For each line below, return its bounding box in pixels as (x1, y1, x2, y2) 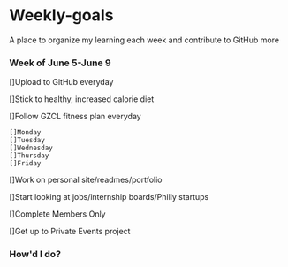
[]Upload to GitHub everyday (9, 77, 114, 88)
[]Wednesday (9, 143, 53, 153)
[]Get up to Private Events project (9, 226, 131, 237)
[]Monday (9, 128, 42, 137)
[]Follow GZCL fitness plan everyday (9, 111, 141, 122)
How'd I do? (9, 248, 62, 261)
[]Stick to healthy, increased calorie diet (9, 94, 155, 104)
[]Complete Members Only (9, 209, 106, 219)
